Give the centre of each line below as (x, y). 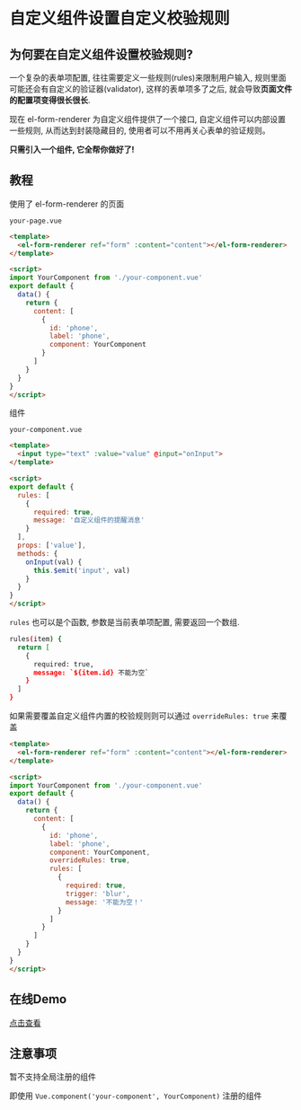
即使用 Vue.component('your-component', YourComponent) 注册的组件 (136, 1096)
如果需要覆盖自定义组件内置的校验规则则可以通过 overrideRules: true (139, 716)
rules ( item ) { (36, 639)
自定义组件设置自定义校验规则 (120, 18)
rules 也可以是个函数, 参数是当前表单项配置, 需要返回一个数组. (124, 622)
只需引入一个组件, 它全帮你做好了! (72, 150)
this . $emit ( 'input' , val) (81, 570)
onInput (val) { (54, 562)
